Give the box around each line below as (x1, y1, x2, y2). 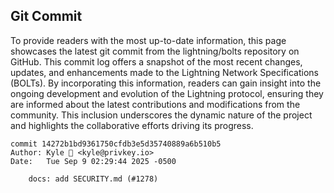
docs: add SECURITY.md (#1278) (28, 174, 159, 184)
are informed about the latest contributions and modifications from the (10, 98, 301, 110)
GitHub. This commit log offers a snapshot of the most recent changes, (10, 55, 303, 68)
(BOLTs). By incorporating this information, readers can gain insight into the (10, 77, 322, 89)
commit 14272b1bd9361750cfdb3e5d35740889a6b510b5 (10, 139, 222, 149)
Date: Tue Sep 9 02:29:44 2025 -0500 (10, 156, 177, 166)
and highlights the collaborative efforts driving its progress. (10, 119, 254, 131)
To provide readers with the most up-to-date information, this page (10, 34, 287, 46)
